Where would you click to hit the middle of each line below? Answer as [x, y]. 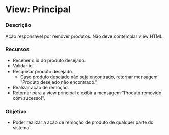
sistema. [21, 128]
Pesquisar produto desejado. [43, 71]
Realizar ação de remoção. [41, 87]
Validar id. [23, 66]
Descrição [18, 25]
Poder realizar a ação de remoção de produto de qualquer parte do [83, 122]
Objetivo [16, 111]
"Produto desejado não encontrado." [59, 82]
